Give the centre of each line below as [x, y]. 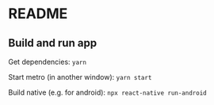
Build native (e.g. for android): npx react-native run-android [108, 92]
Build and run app [53, 43]
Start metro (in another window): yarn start [80, 77]
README [38, 14]
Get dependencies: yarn [48, 62]
